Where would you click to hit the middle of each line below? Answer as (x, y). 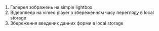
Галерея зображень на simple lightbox (51, 7)
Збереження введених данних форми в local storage (67, 23)
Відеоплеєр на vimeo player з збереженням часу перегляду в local (82, 12)
